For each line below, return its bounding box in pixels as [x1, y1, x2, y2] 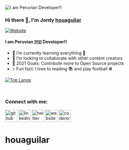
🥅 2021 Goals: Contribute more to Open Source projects [12, 60, 124, 66]
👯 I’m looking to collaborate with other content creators [12, 55, 123, 61]
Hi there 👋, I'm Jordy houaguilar [5, 17, 82, 23]
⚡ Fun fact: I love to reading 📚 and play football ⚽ [12, 66, 113, 71]
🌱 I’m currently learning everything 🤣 [12, 50, 86, 56]
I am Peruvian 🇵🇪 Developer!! [5, 39, 67, 45]
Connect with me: [5, 99, 48, 105]
